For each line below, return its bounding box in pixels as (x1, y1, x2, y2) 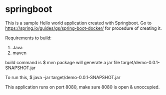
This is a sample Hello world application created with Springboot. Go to (5, 20, 151, 26)
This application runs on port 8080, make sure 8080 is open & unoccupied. (5, 84, 160, 90)
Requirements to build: (5, 35, 51, 41)
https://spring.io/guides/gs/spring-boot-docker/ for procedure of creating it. (5, 25, 162, 31)
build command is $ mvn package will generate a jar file (5, 59, 120, 65)
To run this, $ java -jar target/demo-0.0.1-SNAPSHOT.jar (5, 74, 121, 80)
